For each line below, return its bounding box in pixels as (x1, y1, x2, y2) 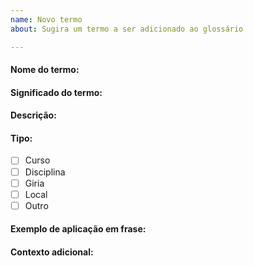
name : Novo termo (10, 14, 83, 25)
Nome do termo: (10, 64, 80, 76)
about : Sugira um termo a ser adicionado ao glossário (10, 24, 244, 34)
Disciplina (24, 166, 66, 178)
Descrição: (10, 109, 57, 121)
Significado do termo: (10, 86, 103, 98)
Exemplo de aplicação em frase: (10, 223, 147, 235)
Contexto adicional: (10, 246, 94, 258)
